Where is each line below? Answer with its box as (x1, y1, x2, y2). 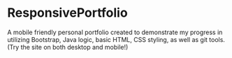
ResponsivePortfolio (7, 5, 128, 21)
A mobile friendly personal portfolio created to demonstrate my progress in (7, 28, 223, 36)
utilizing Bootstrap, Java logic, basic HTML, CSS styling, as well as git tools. (7, 35, 226, 43)
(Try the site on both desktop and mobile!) (7, 43, 129, 51)
